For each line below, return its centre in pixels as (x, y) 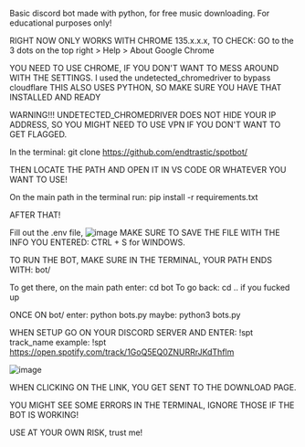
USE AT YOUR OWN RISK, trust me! (76, 432)
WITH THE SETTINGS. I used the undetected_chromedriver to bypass (140, 78)
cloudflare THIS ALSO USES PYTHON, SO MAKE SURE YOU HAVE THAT (146, 87)
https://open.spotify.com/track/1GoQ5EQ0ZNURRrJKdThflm (122, 352)
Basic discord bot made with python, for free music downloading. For (140, 13)
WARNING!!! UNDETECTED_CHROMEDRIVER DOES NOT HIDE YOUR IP (143, 115)
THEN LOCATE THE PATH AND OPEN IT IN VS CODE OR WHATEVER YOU (148, 170)
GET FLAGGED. (38, 134)
